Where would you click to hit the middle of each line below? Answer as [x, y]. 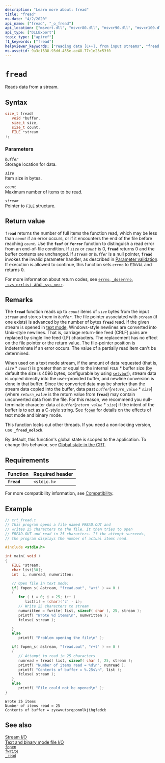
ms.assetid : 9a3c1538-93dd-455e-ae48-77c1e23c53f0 [58, 51]
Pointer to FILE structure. [30, 206]
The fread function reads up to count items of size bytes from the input [77, 312]
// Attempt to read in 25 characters [57, 656]
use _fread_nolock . [24, 430]
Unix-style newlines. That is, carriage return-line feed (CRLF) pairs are [76, 333]
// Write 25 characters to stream [54, 606]
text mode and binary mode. [34, 415]
